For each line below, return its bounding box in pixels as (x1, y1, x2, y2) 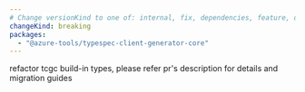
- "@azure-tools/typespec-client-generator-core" (17, 38, 209, 48)
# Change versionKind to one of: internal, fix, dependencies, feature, (9, 13, 290, 23)
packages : (9, 30, 47, 39)
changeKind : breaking (9, 22, 92, 31)
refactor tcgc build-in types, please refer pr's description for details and (9, 63, 279, 74)
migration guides (9, 73, 73, 84)
